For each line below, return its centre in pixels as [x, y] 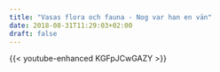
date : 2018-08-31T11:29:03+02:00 [71, 25]
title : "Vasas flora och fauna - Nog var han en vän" [111, 17]
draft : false [33, 33]
